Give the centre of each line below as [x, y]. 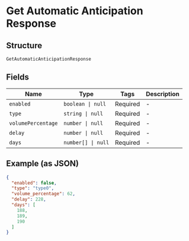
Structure [24, 45]
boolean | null [85, 104]
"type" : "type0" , [33, 188]
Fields [18, 77]
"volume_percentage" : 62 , [44, 194]
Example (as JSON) [42, 164]
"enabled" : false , [34, 183]
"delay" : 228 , [29, 199]
